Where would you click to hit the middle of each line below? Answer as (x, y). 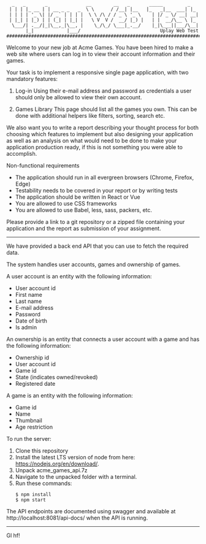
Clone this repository (42, 451)
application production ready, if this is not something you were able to (94, 147)
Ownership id (32, 358)
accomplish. (22, 154)
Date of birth (31, 321)
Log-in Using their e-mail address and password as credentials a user (103, 91)
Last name (29, 301)
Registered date (35, 384)
